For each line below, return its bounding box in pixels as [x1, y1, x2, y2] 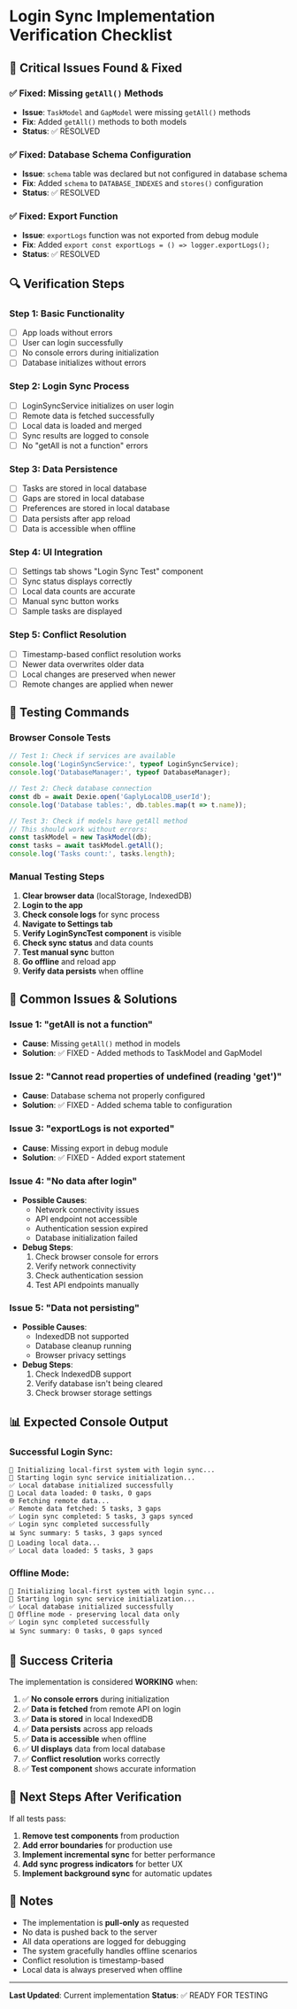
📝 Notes [9, 1894, 54, 1909]
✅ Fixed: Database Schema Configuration [9, 148, 192, 160]
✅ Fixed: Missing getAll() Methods [9, 87, 164, 99]
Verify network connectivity [34, 1260, 137, 1271]
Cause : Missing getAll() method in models [21, 1038, 181, 1049]
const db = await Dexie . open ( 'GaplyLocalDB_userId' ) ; [9, 792, 212, 801]
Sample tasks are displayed [21, 606, 123, 617]
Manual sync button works [21, 596, 119, 607]
